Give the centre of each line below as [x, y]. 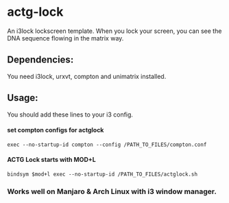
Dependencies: [40, 60]
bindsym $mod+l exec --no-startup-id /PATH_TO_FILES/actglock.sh [102, 174]
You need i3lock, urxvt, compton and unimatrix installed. [87, 76]
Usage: [23, 98]
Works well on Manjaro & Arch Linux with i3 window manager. [112, 191]
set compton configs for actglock [56, 130]
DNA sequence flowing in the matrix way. [65, 38]
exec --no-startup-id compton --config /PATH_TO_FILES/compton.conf [107, 145]
